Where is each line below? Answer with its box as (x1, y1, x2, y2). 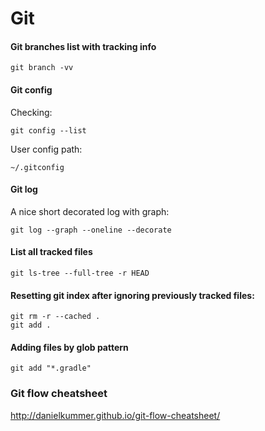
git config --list (10, 125, 87, 136)
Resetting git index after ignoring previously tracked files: (10, 289, 255, 301)
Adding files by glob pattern (10, 341, 129, 353)
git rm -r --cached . (10, 312, 101, 322)
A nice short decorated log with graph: (10, 205, 170, 217)
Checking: (10, 106, 53, 118)
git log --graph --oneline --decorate (10, 225, 172, 235)
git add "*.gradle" (10, 363, 92, 374)
